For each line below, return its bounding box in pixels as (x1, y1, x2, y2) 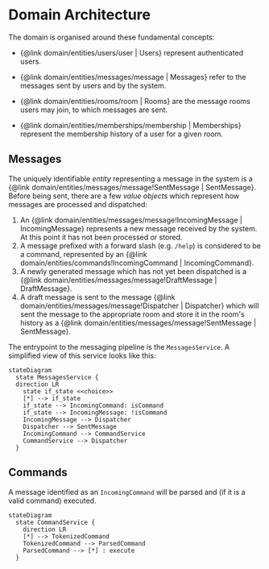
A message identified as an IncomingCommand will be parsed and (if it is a (8, 487, 246, 496)
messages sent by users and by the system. (19, 81, 167, 90)
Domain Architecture (8, 6, 151, 24)
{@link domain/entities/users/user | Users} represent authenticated (19, 48, 244, 57)
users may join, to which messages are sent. (19, 105, 168, 114)
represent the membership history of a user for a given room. (19, 129, 224, 139)
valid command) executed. (8, 496, 97, 505)
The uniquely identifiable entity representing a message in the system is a (8, 173, 254, 183)
